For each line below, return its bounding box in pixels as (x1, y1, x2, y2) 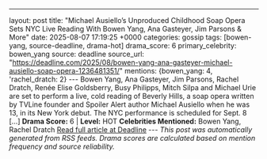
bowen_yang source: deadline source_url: (9, 49, 145, 59)
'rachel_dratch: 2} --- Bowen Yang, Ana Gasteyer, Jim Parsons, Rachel (9, 74, 239, 84)
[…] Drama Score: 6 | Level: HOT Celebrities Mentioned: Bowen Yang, (9, 116, 242, 126)
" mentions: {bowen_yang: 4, (119, 66, 213, 75)
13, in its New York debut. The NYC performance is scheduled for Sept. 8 (9, 108, 247, 117)
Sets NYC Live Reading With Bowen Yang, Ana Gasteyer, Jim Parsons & (9, 25, 242, 33)
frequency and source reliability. (9, 142, 115, 151)
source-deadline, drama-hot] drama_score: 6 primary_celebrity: (29, 41, 237, 50)
